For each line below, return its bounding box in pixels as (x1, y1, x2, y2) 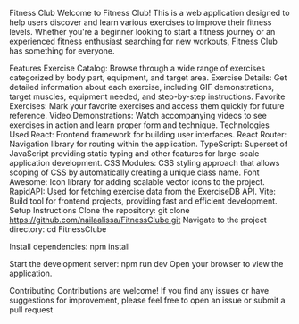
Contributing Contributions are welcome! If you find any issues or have (9, 286, 270, 295)
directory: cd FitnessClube (9, 224, 107, 235)
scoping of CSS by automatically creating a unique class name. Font (9, 167, 261, 178)
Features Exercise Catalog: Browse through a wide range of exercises (9, 62, 266, 73)
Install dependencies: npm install (9, 241, 130, 252)
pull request (9, 304, 54, 315)
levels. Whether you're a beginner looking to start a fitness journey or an (9, 27, 276, 37)
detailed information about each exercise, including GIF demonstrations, (9, 82, 275, 92)
